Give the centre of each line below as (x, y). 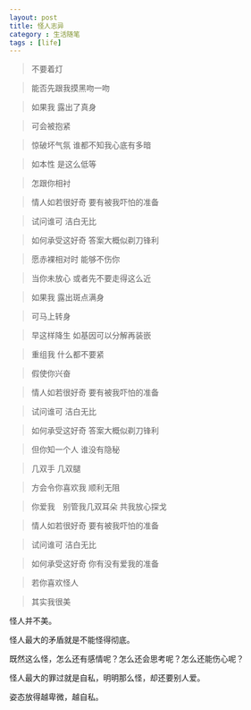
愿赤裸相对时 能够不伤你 (75, 260)
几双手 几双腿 (56, 469)
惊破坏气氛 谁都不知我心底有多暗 (91, 145)
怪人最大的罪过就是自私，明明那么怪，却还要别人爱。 (107, 678)
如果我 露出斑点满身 (67, 297)
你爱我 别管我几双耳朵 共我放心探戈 (99, 507)
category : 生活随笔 (45, 34)
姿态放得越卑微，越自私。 (56, 697)
